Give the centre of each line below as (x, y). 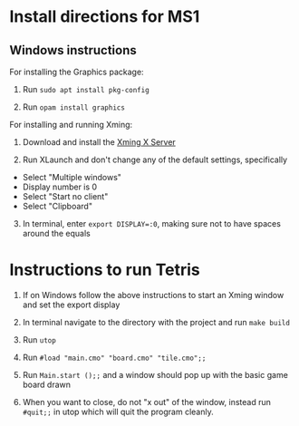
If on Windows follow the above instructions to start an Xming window (153, 295)
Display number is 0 (60, 187)
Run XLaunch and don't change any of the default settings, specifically (155, 160)
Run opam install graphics (73, 107)
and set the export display (71, 305)
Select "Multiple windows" (72, 177)
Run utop (39, 339)
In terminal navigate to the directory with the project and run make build (156, 322)
